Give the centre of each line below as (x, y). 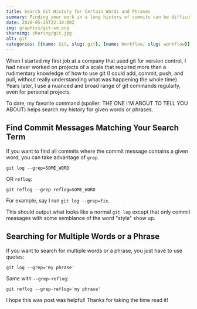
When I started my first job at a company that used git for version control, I (96, 61)
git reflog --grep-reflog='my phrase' (53, 289)
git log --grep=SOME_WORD (38, 168)
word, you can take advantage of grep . (53, 157)
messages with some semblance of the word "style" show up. (81, 218)
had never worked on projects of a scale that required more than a (86, 67)
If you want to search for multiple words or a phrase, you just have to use (94, 250)
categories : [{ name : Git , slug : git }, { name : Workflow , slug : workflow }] (98, 44)
